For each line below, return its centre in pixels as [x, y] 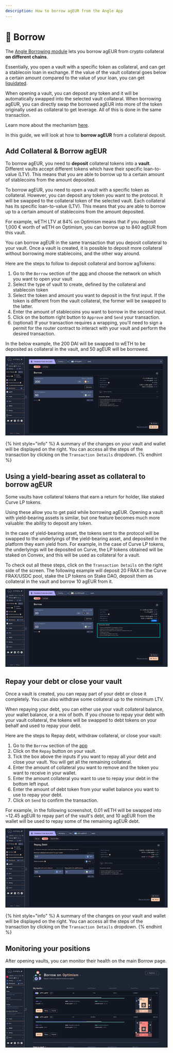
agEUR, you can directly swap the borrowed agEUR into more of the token [84, 104]
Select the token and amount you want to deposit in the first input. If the [89, 296]
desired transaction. [34, 334]
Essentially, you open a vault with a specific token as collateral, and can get [85, 66]
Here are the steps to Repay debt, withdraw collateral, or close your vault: [83, 736]
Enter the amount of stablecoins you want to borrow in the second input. [90, 312]
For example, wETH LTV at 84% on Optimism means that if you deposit [81, 222]
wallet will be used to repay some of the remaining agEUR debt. [73, 821]
